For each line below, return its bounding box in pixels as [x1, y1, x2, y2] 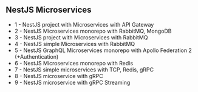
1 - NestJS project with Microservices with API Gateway [14, 21, 154, 28]
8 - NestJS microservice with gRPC [14, 72, 104, 79]
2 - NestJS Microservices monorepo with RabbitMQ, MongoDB [14, 27, 172, 34]
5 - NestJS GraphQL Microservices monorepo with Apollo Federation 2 [14, 47, 192, 54]
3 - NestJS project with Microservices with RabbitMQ [14, 33, 148, 41]
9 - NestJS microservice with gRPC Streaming [14, 79, 131, 86]
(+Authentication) [14, 53, 59, 60]
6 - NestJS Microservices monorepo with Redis [14, 59, 134, 67]
